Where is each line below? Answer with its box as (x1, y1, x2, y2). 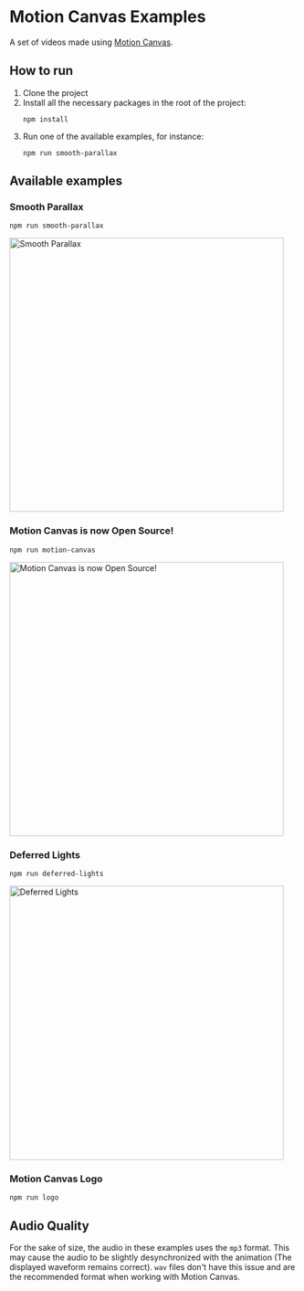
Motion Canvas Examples (9, 6, 206, 27)
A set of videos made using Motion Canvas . (9, 37, 173, 48)
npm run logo (9, 1193, 59, 1202)
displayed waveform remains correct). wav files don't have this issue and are (9, 1262, 296, 1273)
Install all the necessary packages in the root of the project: (22, 97, 246, 108)
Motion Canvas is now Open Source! (9, 524, 174, 537)
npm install (22, 114, 68, 124)
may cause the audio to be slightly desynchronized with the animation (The (9, 1252, 292, 1263)
